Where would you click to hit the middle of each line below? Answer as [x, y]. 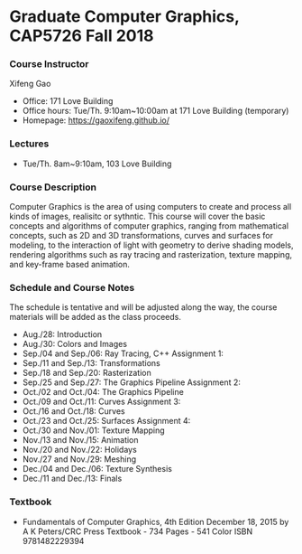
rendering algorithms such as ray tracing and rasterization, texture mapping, [151, 255]
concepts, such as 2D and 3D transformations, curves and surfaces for [141, 236]
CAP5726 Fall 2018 [82, 36]
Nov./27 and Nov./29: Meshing [79, 459]
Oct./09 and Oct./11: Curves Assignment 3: [101, 402]
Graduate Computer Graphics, [124, 17]
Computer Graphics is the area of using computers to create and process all [151, 207]
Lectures [29, 144]
